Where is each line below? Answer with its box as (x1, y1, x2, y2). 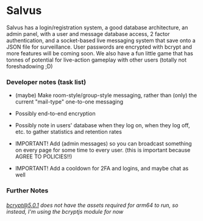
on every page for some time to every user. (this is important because (15, 147, 191, 154)
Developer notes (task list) (6, 77, 87, 86)
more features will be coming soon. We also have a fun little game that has (6, 49, 193, 57)
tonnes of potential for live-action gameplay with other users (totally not (6, 56, 187, 63)
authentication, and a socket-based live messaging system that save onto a (6, 37, 196, 44)
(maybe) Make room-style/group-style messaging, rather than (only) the (15, 92, 197, 99)
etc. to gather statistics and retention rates (15, 128, 122, 136)
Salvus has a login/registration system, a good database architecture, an (6, 24, 188, 31)
